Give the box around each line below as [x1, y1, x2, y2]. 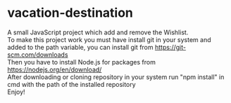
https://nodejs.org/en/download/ [7, 65, 102, 74]
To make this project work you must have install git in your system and [7, 35, 211, 43]
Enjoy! [7, 88, 26, 96]
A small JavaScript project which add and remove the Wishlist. [7, 28, 189, 36]
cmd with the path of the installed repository [7, 80, 136, 88]
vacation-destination [7, 5, 134, 21]
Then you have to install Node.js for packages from [7, 57, 156, 66]
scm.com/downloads [7, 50, 68, 59]
